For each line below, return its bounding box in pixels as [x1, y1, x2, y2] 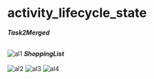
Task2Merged [7, 28, 50, 37]
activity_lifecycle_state [7, 5, 148, 21]
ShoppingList [24, 49, 65, 58]
